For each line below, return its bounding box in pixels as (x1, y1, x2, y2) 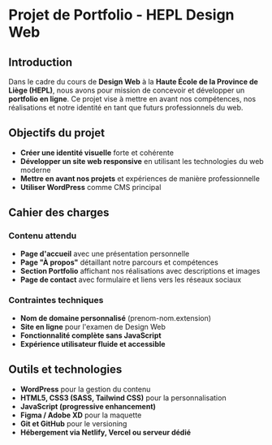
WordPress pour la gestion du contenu (19, 384, 151, 394)
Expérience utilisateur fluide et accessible (19, 339, 166, 348)
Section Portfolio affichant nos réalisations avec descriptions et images (19, 266, 261, 275)
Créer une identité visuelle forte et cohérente (19, 148, 175, 158)
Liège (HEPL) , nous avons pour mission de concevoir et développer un (8, 85, 245, 95)
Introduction (8, 55, 73, 69)
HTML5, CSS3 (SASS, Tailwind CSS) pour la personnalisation (19, 392, 227, 403)
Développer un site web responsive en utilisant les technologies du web (19, 156, 264, 166)
